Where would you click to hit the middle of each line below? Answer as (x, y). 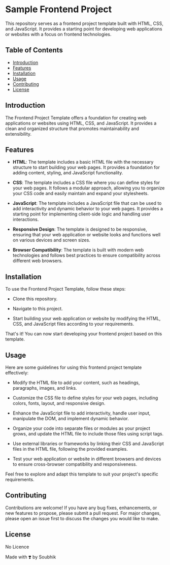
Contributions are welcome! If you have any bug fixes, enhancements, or (81, 508)
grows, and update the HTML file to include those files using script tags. (88, 434)
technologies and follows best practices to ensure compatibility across (87, 256)
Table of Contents (34, 50)
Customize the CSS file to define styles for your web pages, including (85, 398)
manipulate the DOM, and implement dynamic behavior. (71, 418)
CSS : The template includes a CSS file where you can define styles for (86, 183)
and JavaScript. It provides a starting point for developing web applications (84, 28)
